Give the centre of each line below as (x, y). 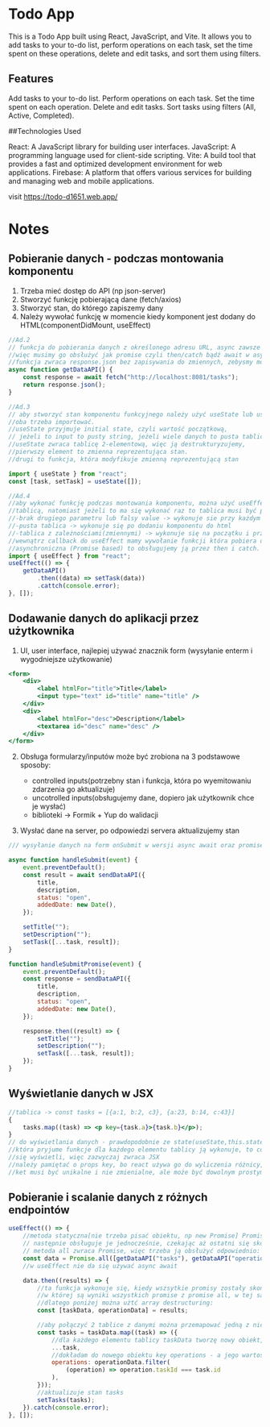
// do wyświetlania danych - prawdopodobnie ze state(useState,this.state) (138, 1142)
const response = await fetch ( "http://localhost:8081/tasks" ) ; (131, 377)
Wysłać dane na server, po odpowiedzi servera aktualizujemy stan (129, 830)
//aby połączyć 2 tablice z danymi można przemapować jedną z (143, 1325)
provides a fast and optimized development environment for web (115, 164)
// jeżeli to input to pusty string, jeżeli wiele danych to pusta (124, 437)
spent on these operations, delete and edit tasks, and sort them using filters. (135, 53)
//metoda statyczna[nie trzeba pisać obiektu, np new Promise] (131, 1236)
